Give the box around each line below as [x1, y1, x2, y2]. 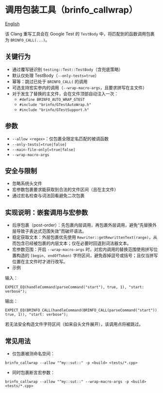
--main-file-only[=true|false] [12, 147, 76, 152]
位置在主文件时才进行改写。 [12, 259, 68, 265]
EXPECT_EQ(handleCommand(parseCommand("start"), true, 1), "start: [5, 285, 145, 290]
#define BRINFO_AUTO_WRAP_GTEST [19, 97, 85, 102]
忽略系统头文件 [12, 180, 42, 186]
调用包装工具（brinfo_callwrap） [5, 4, 138, 16]
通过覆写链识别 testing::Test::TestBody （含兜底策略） [12, 66, 123, 72]
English [5, 20, 20, 27]
